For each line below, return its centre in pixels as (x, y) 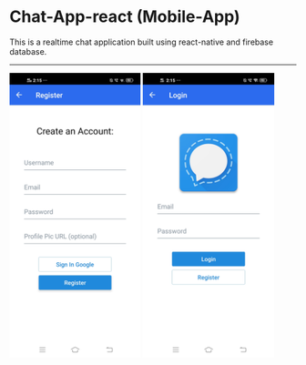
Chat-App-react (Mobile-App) (125, 17)
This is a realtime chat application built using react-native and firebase (142, 42)
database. (28, 51)
